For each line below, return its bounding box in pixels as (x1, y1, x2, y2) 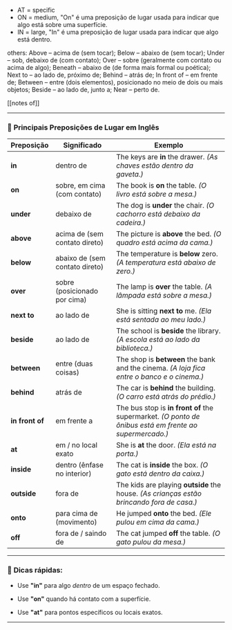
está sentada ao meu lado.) (116, 315, 206, 325)
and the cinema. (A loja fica (116, 363, 206, 373)
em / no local (55, 440, 98, 450)
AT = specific (17, 6, 55, 14)
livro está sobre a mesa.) (116, 190, 197, 199)
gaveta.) (116, 170, 144, 179)
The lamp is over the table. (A (116, 282, 213, 291)
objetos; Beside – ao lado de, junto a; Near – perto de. (7, 86, 160, 93)
